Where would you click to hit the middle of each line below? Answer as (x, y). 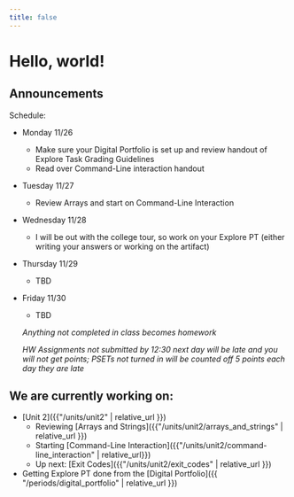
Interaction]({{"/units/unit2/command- (197, 446)
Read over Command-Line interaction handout (120, 168)
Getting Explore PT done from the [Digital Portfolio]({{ (120, 474)
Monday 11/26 (47, 132)
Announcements (56, 94)
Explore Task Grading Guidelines (95, 159)
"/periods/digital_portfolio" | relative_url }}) (100, 483)
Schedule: (27, 115)
